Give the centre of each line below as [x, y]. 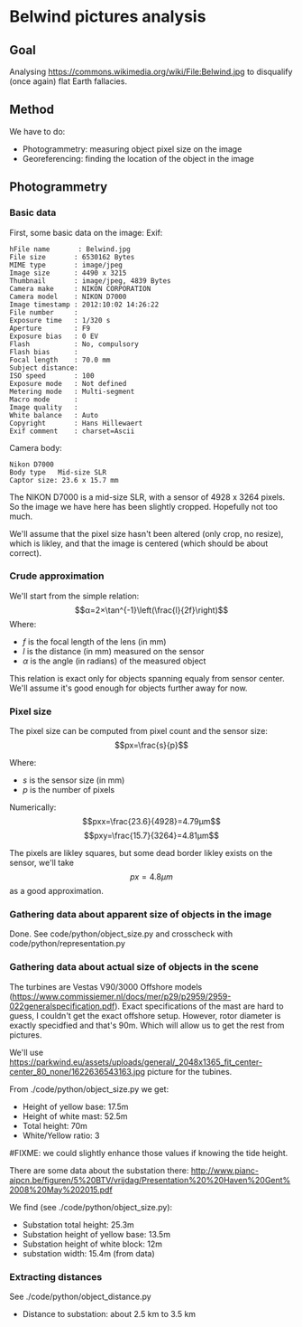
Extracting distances [56, 1276]
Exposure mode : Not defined [68, 383]
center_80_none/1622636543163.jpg [78, 1071]
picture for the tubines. [190, 1071]
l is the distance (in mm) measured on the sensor [113, 651]
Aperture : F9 [50, 328]
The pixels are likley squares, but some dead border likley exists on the [141, 853]
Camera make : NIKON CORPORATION [80, 288]
